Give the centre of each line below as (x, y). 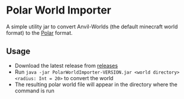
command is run (34, 90)
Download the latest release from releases (66, 65)
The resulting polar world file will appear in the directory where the (96, 84)
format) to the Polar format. (39, 32)
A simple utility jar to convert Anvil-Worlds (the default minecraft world (92, 27)
